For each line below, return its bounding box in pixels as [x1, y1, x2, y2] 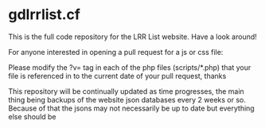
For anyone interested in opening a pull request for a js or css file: [8, 47, 224, 56]
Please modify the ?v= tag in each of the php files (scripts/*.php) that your [8, 62, 251, 72]
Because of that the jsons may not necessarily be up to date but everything [8, 103, 255, 113]
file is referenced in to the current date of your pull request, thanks [8, 71, 227, 80]
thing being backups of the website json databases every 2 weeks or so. [8, 95, 247, 104]
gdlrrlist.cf [8, 6, 81, 24]
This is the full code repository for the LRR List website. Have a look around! [8, 32, 257, 41]
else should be [8, 111, 57, 121]
